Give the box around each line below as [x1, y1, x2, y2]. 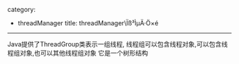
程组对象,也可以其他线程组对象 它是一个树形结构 [7, 49, 148, 57]
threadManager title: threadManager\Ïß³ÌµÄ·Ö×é [17, 19, 159, 27]
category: [7, 6, 36, 13]
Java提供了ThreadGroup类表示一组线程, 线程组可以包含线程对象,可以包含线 [7, 40, 228, 48]
